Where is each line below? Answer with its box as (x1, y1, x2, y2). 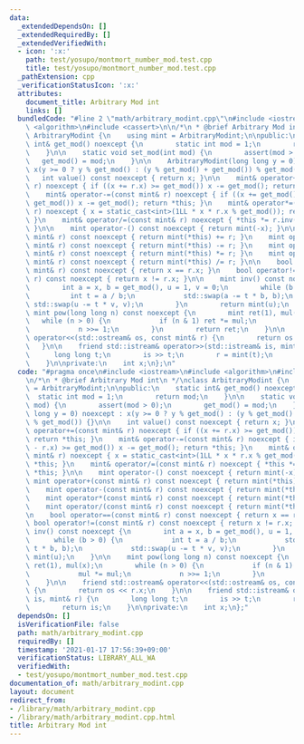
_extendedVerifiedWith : (17, 38, 107, 48)
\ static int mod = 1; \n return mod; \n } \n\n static (25, 392, 285, 401)
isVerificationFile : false (17, 620, 119, 629)
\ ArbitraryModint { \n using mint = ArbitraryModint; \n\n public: (25, 131, 290, 140)
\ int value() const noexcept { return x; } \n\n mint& (25, 173, 257, 182)
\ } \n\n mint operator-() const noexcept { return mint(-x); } (25, 224, 281, 233)
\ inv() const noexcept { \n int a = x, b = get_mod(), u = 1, (25, 527, 294, 536)
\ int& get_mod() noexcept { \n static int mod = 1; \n (25, 140, 261, 149)
